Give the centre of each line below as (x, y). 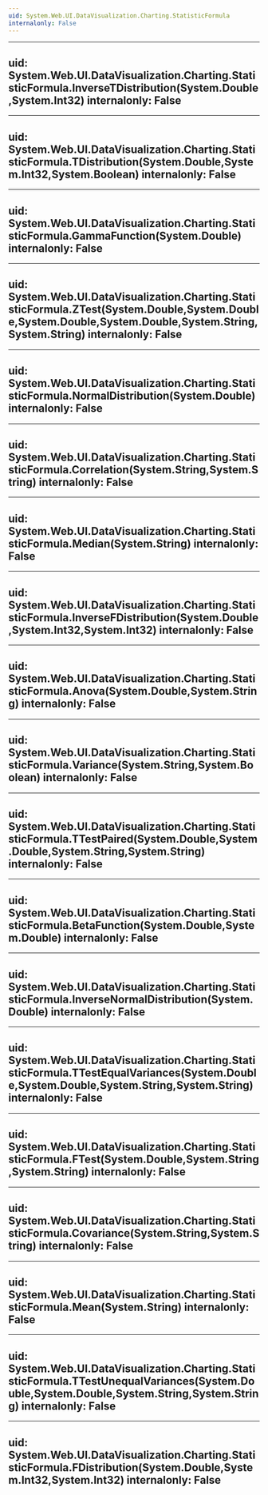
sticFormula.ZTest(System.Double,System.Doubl (134, 310)
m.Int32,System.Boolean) (74, 174)
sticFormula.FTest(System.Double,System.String (134, 1160)
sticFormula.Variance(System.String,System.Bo (131, 765)
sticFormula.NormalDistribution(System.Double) (132, 396)
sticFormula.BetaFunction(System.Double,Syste (132, 925)
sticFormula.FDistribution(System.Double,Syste (131, 1467)
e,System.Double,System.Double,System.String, (133, 322)
